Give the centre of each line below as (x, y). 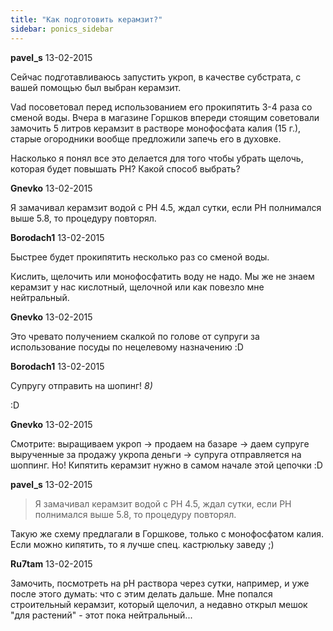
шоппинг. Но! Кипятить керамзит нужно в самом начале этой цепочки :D (166, 465)
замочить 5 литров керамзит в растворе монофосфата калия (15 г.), (156, 128)
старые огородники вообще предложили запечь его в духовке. (146, 138)
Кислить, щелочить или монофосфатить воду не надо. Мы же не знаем (162, 276)
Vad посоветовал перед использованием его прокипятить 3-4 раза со (161, 107)
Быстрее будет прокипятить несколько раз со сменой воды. (140, 257)
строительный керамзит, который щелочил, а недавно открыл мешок (159, 604)
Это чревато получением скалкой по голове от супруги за (135, 336)
